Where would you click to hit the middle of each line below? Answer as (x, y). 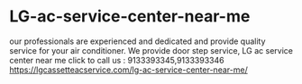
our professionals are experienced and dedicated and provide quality (137, 41)
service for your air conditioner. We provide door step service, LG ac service (151, 50)
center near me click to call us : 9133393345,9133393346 (117, 60)
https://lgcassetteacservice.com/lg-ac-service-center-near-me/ (128, 70)
